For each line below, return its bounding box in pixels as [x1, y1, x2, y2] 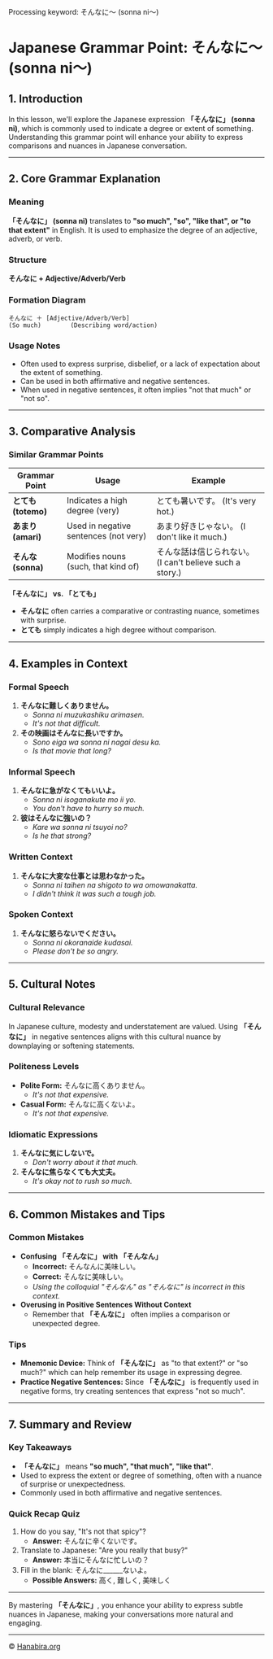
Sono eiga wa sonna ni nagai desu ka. [32, 737, 161, 747]
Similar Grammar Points [8, 448, 104, 460]
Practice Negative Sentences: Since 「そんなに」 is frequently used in [19, 1377, 259, 1387]
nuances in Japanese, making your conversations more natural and [8, 1609, 234, 1619]
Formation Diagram [8, 294, 86, 305]
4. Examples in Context [8, 657, 128, 670]
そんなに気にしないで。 [19, 1148, 99, 1158]
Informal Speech [8, 766, 76, 777]
